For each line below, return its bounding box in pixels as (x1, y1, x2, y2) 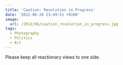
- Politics (10, 36, 33, 41)
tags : (5, 26, 17, 31)
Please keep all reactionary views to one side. (5, 54, 100, 60)
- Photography (10, 31, 39, 36)
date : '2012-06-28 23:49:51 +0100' (5, 12, 80, 17)
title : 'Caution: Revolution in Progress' (5, 7, 96, 13)
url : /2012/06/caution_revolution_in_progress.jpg (10, 21, 118, 27)
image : (5, 17, 19, 22)
